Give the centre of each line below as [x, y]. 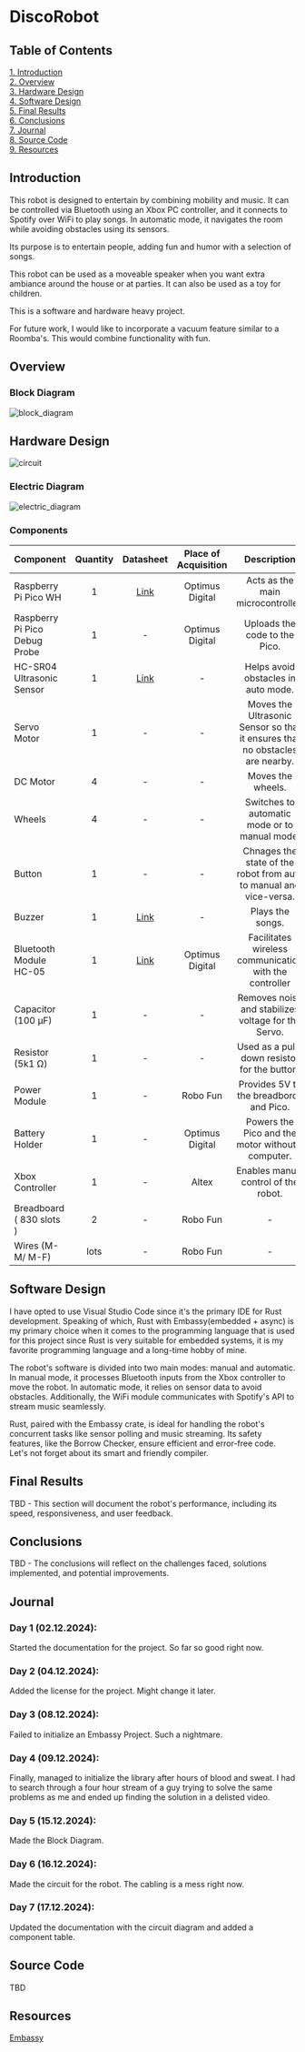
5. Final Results [38, 111]
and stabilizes [270, 1009]
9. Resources [34, 149]
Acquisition [202, 564]
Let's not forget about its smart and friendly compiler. [109, 1452]
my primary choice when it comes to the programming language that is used [152, 1330]
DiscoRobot [54, 17]
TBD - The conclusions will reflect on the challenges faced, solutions [138, 1563]
